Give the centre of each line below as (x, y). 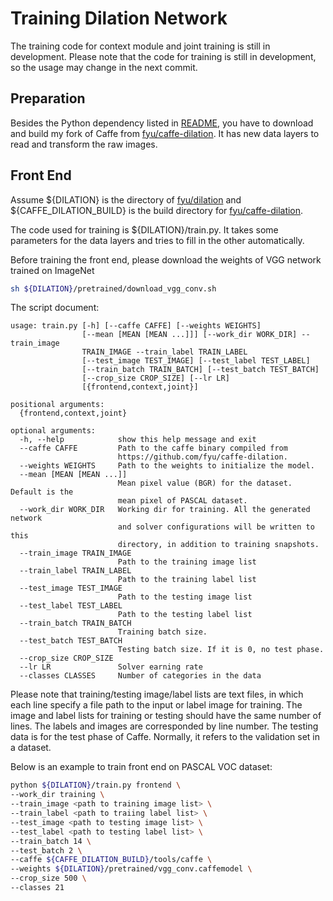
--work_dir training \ (57, 795)
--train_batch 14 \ (51, 841)
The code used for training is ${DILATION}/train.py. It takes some (144, 229)
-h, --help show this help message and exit (138, 440)
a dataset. (31, 748)
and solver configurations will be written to (216, 527)
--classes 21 (37, 888)
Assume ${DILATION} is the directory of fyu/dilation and (126, 199)
